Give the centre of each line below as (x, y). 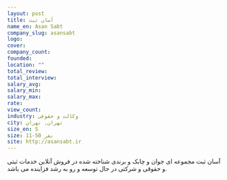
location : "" (26, 65)
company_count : (29, 52)
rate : (15, 103)
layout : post (26, 13)
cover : (17, 46)
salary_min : (24, 90)
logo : (15, 39)
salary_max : (24, 97)
